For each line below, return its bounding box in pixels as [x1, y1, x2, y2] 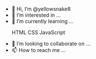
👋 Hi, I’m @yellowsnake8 [11, 6, 71, 12]
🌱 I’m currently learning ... [11, 18, 74, 24]
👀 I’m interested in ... [11, 12, 61, 19]
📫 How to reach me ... [11, 47, 66, 53]
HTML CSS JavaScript [11, 29, 66, 36]
